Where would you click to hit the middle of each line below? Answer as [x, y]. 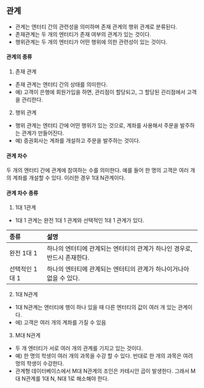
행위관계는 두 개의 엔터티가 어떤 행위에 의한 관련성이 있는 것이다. [91, 42]
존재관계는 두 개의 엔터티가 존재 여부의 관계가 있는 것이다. [83, 34]
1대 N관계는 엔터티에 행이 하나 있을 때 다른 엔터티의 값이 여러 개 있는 [96, 307]
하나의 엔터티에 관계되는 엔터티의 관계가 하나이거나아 [118, 269]
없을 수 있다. [63, 278]
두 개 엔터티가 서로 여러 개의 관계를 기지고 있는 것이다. [79, 349]
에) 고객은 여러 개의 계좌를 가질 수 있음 [60, 322]
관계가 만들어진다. [43, 133]
